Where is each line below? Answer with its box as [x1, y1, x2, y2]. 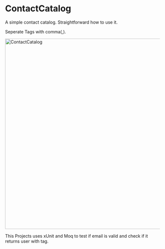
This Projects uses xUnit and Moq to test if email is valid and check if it [5, 233, 148, 239]
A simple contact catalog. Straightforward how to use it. [5, 19, 118, 25]
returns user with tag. [5, 238, 49, 244]
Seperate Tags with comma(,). [5, 29, 66, 34]
